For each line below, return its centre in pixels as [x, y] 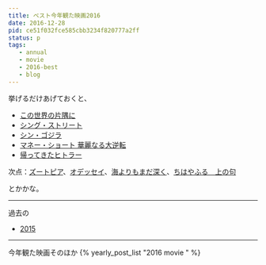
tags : [17, 45]
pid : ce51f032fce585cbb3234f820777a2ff [74, 30]
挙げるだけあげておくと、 [50, 98]
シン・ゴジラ [40, 135]
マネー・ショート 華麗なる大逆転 [73, 144]
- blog [30, 75]
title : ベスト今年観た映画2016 [55, 15]
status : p [25, 38]
